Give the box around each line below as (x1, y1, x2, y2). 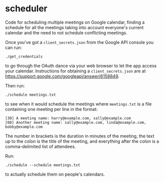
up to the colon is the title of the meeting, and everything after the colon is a (5, 138, 159, 144)
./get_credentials (5, 54, 43, 59)
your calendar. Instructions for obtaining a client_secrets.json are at (5, 68, 146, 74)
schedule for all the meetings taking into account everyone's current (5, 24, 144, 30)
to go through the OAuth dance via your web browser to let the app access (5, 63, 157, 69)
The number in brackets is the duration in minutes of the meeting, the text (5, 133, 155, 139)
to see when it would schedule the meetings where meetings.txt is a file (5, 101, 152, 107)
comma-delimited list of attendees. (5, 144, 76, 149)
